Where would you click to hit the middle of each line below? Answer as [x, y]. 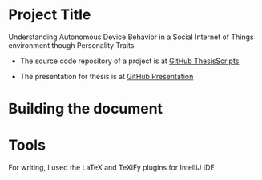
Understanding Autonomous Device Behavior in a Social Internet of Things [131, 37]
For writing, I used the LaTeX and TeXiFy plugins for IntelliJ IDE [111, 168]
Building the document [85, 109]
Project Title [50, 15]
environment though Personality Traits [71, 45]
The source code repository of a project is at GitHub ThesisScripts [129, 61]
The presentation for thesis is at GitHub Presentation [107, 76]
